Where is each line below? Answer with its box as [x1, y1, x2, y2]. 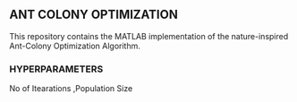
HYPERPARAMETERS [9, 63, 104, 75]
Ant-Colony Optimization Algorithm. [9, 40, 141, 51]
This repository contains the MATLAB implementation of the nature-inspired [9, 30, 289, 41]
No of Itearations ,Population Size [9, 83, 133, 94]
